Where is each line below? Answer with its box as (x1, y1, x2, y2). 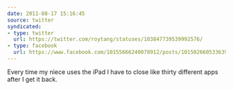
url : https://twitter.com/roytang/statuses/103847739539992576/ (13, 36, 203, 43)
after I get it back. (7, 75, 58, 83)
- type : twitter (7, 29, 54, 37)
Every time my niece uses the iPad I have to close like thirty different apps (7, 67, 218, 76)
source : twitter (7, 17, 54, 24)
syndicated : (7, 23, 42, 30)
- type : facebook (7, 42, 58, 49)
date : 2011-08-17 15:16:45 (7, 10, 85, 17)
